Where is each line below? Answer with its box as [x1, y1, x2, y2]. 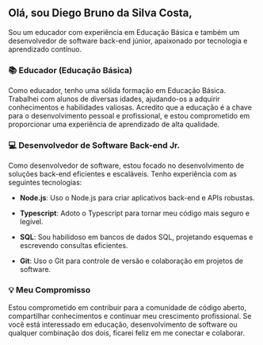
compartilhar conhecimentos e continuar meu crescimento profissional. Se [8, 311, 252, 320]
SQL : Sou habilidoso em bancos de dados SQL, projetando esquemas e [19, 232, 253, 242]
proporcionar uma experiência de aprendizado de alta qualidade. [8, 119, 220, 130]
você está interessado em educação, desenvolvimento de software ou [8, 320, 238, 329]
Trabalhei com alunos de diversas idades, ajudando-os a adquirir [8, 95, 220, 104]
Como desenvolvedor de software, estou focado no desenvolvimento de [8, 161, 244, 170]
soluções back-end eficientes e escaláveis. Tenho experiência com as [8, 169, 238, 179]
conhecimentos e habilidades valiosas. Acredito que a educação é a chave [8, 103, 252, 112]
